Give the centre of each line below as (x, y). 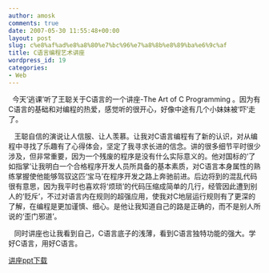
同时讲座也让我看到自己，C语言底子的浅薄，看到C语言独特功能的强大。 (132, 233)
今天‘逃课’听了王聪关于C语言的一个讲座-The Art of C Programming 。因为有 (136, 99)
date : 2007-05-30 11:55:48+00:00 (64, 30)
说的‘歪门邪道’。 (35, 216)
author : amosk (32, 16)
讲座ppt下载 (28, 260)
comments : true (34, 23)
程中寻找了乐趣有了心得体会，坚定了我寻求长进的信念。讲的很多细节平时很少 (134, 146)
